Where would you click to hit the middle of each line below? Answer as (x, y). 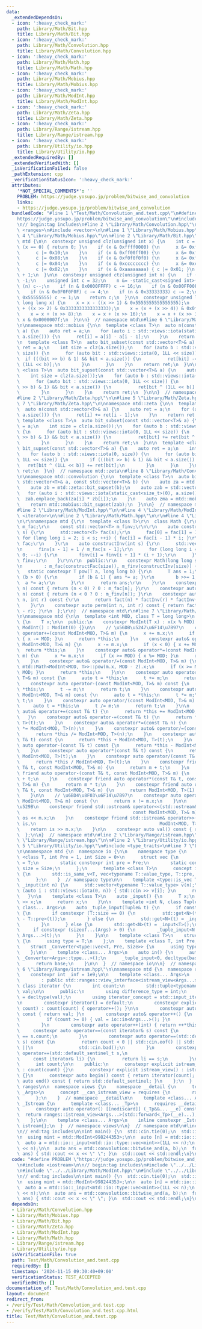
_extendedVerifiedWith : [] (45, 163)
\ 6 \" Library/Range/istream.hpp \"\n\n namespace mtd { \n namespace (105, 969)
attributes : (27, 185)
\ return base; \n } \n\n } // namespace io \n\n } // (96, 963)
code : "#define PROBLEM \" (45, 1160)
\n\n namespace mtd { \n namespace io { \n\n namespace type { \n (102, 852)
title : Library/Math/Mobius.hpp (57, 85)
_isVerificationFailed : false (49, 169)
